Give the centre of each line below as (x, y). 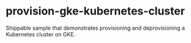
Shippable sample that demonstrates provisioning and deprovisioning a (95, 28)
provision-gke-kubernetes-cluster (95, 11)
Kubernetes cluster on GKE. (41, 34)
